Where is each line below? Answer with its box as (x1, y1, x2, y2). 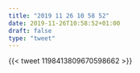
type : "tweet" (8, 34, 56, 43)
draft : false (8, 26, 52, 34)
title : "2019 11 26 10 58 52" (8, 11, 110, 20)
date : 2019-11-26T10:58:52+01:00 (8, 19, 121, 27)
